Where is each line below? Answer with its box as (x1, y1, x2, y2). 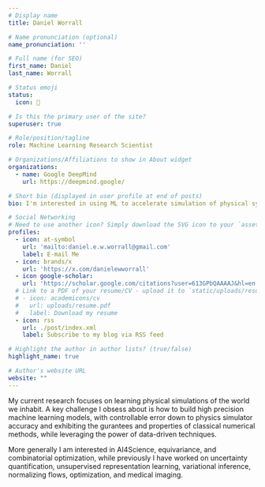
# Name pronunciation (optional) (8, 33, 118, 41)
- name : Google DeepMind (15, 170, 97, 178)
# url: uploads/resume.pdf (15, 302, 111, 309)
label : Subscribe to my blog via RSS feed (22, 331, 164, 339)
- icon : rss (15, 317, 55, 324)
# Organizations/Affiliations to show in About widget (8, 155, 192, 164)
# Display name (8, 11, 58, 20)
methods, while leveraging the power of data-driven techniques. (8, 429, 217, 439)
